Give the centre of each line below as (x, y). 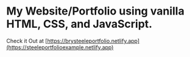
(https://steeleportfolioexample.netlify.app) (60, 47)
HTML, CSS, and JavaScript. (79, 24)
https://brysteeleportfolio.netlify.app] (93, 41)
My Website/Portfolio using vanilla (95, 11)
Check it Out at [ (27, 41)
